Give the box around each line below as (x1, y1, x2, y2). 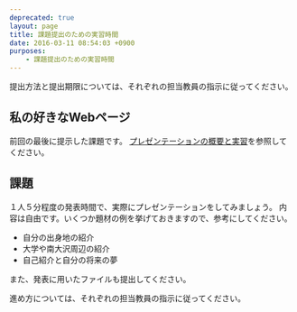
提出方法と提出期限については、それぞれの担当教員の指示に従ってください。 (9, 81, 293, 91)
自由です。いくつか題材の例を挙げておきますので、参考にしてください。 (24, 213, 292, 224)
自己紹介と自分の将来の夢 (22, 254, 118, 265)
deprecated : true (9, 13, 75, 23)
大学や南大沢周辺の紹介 (22, 243, 110, 253)
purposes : (9, 47, 47, 56)
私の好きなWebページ (9, 110, 131, 125)
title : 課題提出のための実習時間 (9, 30, 119, 39)
